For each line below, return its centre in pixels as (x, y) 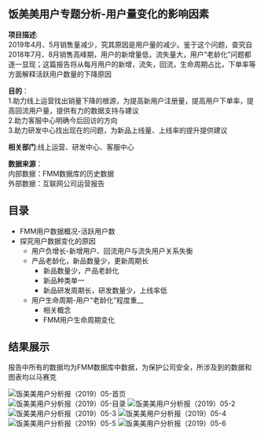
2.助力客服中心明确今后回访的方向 (63, 120)
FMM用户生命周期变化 (79, 320)
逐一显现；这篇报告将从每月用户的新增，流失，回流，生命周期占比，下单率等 (132, 64)
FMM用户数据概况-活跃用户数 (67, 231)
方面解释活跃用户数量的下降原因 (60, 74)
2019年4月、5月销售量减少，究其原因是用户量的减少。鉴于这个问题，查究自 (130, 44)
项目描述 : (23, 35)
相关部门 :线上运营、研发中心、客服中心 (71, 147)
